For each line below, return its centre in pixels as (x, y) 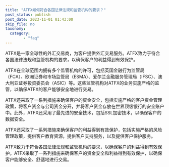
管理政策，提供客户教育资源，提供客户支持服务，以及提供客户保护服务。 (80, 136)
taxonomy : (16, 29)
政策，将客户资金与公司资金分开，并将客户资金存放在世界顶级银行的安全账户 (85, 106)
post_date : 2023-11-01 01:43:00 (39, 19)
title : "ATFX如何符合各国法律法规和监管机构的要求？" (56, 10)
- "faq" (31, 38)
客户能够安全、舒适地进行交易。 (38, 159)
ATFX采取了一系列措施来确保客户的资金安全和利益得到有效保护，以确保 (88, 153)
